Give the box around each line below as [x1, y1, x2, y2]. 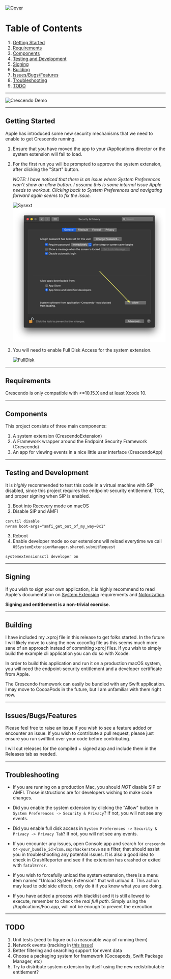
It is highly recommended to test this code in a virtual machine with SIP [5, 482, 154, 488]
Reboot [12, 532, 28, 539]
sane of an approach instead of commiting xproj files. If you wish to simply [5, 645, 162, 651]
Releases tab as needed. [5, 751, 57, 757]
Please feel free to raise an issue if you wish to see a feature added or [5, 725, 152, 731]
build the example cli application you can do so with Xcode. [5, 650, 130, 656]
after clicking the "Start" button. [12, 166, 80, 172]
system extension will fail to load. [12, 151, 82, 157]
